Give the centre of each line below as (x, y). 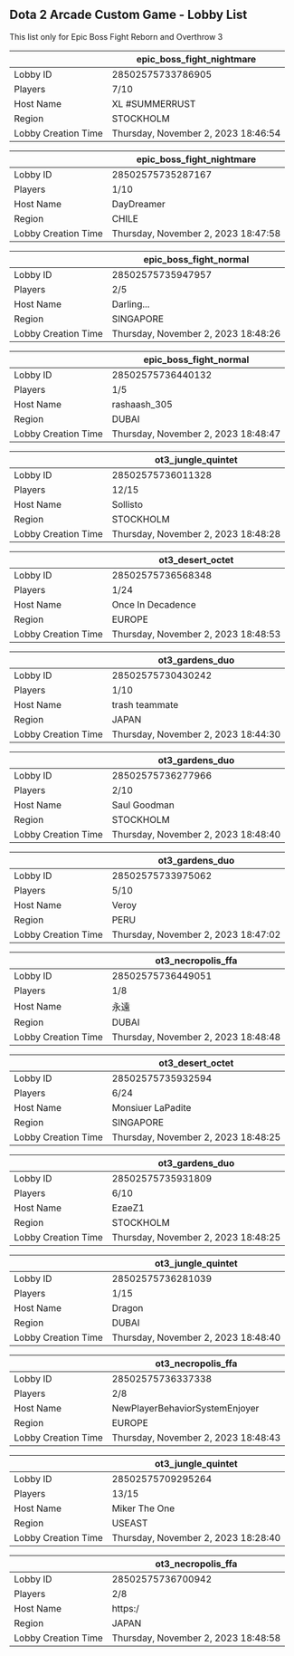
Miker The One (143, 1508)
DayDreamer (138, 204)
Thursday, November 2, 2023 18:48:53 (196, 634)
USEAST (130, 1523)
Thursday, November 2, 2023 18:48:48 (196, 1037)
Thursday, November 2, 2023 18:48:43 (196, 1437)
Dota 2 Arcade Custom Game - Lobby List (128, 15)
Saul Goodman (143, 805)
